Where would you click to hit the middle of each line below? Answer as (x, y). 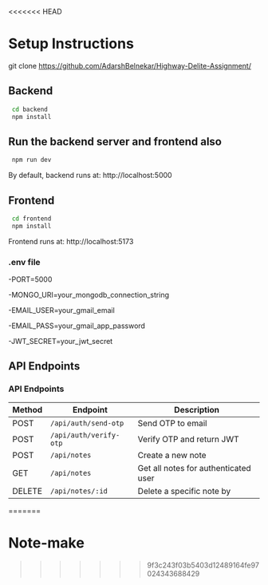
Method (28, 409)
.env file (25, 262)
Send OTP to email (172, 423)
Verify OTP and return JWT (188, 439)
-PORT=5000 (30, 279)
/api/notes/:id (79, 491)
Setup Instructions (71, 44)
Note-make (47, 543)
